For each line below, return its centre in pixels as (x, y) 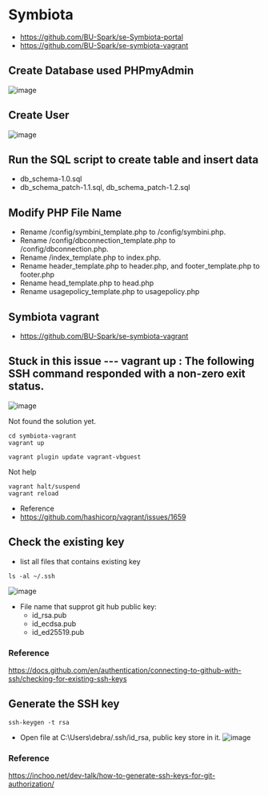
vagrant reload (34, 493)
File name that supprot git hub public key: (88, 606)
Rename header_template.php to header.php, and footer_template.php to (140, 266)
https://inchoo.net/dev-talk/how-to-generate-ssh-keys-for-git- (112, 776)
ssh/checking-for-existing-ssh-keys (68, 678)
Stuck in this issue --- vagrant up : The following (131, 361)
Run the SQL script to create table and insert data (134, 159)
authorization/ (31, 784)
